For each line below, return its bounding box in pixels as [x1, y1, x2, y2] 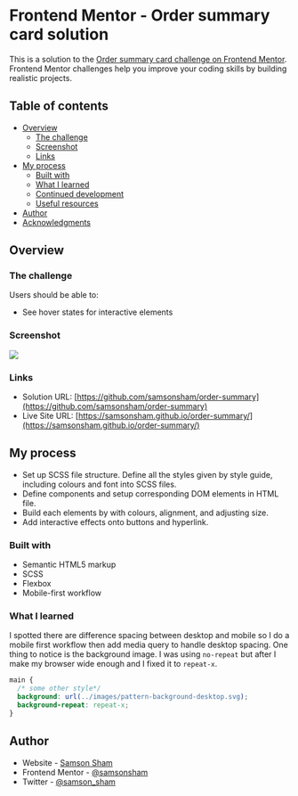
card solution [9, 24, 109, 45]
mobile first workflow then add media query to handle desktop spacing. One [9, 639, 289, 651]
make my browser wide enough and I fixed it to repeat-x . [9, 659, 218, 669]
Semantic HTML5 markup [21, 559, 117, 570]
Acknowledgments [21, 217, 92, 227]
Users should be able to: [9, 290, 100, 300]
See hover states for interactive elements [21, 307, 173, 317]
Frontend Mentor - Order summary [9, 5, 270, 26]
